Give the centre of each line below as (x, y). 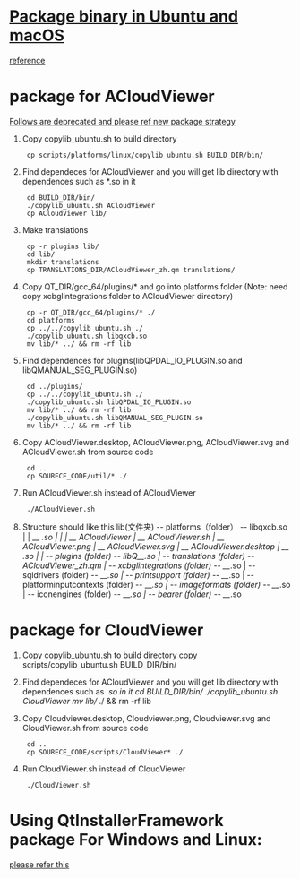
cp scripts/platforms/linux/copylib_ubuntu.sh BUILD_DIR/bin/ (145, 155)
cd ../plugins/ (55, 386)
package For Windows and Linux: (136, 840)
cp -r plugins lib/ (63, 246)
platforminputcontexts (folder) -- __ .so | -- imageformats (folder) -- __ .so (156, 584)
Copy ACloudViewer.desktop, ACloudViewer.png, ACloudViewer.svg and (155, 442)
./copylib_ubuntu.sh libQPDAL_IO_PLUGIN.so (109, 402)
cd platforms (51, 320)
